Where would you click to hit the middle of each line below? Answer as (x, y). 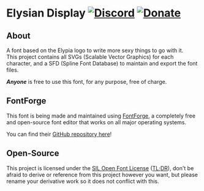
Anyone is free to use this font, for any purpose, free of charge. (87, 82)
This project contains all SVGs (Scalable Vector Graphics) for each (90, 57)
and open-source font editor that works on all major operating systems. (96, 122)
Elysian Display (46, 13)
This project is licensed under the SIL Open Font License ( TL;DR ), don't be (100, 168)
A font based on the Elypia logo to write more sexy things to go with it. (95, 50)
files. (13, 70)
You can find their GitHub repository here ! (59, 134)
